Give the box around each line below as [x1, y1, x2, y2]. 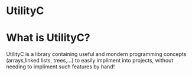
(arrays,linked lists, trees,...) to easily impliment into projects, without [6, 57, 174, 64]
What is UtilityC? [6, 31, 90, 45]
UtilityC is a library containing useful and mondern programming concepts [6, 51, 187, 58]
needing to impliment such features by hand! [6, 63, 115, 70]
